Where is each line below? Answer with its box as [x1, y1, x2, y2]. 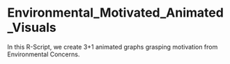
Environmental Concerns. [7, 50, 80, 58]
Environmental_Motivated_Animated [7, 5, 224, 21]
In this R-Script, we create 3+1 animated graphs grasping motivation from [7, 42, 218, 51]
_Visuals [7, 19, 57, 35]
